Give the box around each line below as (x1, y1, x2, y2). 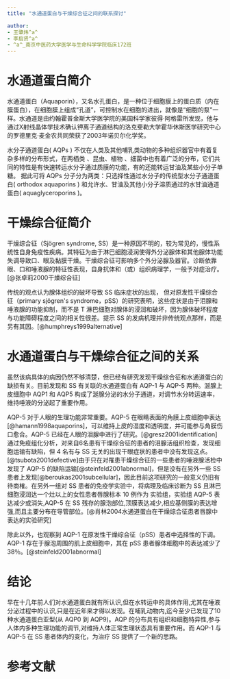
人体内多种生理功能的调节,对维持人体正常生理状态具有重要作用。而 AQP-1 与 (7, 624, 222, 632)
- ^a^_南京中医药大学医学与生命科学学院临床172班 (7, 42, 132, 49)
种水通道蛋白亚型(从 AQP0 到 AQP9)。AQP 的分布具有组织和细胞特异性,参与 (7, 615, 220, 624)
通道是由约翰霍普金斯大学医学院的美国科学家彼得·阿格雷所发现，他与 (25, 114, 219, 123)
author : (7, 22, 29, 29)
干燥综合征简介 (7, 215, 92, 231)
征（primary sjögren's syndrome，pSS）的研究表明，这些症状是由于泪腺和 (7, 297, 218, 305)
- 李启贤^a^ (7, 35, 38, 42)
